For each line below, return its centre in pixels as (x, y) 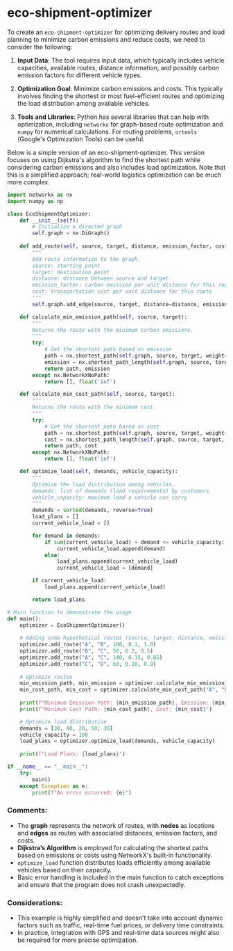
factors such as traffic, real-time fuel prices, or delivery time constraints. (121, 925)
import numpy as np (35, 201)
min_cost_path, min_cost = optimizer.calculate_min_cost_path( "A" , (119, 690)
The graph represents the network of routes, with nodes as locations (116, 825)
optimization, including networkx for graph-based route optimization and (120, 124)
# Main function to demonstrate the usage (69, 612)
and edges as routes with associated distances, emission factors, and (117, 833)
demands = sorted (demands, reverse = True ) (93, 510)
